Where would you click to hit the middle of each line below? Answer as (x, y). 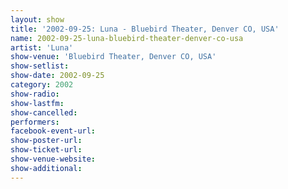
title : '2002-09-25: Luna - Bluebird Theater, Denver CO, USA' (145, 29)
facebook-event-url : (53, 131)
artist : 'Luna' (42, 47)
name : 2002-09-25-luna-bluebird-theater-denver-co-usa (127, 38)
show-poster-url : (46, 141)
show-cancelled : (44, 112)
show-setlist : (40, 66)
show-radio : (35, 94)
